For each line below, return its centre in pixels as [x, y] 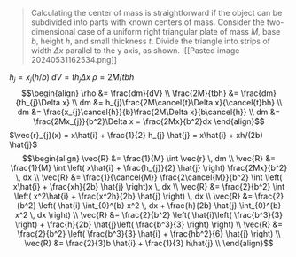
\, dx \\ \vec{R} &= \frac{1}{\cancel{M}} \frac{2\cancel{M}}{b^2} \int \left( [149, 177]
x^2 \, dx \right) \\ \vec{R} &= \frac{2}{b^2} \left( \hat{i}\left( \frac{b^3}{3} [149, 214]
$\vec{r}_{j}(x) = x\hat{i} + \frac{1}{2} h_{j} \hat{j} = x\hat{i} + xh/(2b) [136, 135]
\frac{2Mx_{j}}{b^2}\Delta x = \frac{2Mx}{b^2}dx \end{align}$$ [149, 121]
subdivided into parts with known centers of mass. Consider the [148, 22]
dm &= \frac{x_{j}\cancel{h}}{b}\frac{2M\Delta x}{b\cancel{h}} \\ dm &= [149, 112]
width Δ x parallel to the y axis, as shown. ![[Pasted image [135, 51]
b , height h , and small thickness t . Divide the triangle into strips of [151, 41]
